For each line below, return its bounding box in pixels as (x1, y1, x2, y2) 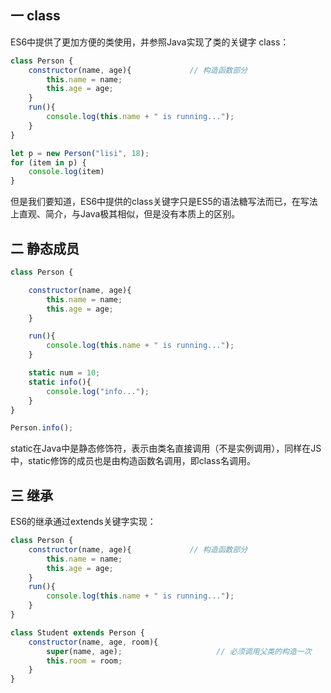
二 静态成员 (10, 240, 80, 257)
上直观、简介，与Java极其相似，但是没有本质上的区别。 (10, 208, 241, 220)
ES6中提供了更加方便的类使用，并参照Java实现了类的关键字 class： (10, 36, 290, 48)
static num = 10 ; (28, 368, 101, 378)
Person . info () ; (10, 423, 74, 433)
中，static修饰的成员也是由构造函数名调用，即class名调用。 (10, 455, 256, 467)
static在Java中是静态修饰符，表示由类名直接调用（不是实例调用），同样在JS (10, 442, 322, 455)
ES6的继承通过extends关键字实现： (10, 516, 157, 528)
